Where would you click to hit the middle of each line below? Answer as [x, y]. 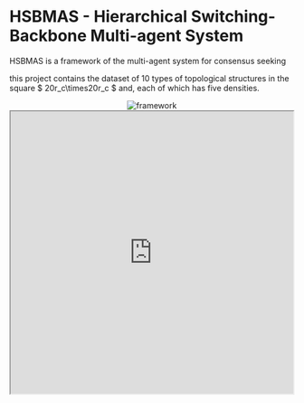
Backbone [48, 36]
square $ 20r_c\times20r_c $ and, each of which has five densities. [134, 88]
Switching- [233, 17]
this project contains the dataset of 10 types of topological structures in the [149, 78]
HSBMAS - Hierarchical [99, 17]
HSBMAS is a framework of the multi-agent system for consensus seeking [148, 61]
